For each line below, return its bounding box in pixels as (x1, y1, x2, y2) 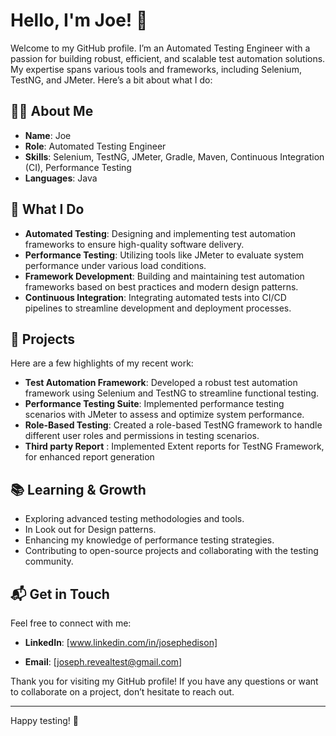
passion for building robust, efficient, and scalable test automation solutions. (10, 52, 326, 64)
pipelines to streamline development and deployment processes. (24, 302, 292, 314)
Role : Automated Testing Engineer (24, 140, 167, 152)
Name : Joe (24, 129, 72, 141)
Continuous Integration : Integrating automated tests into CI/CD (24, 291, 287, 303)
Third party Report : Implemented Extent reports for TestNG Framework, (24, 440, 325, 453)
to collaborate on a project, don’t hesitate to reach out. (10, 686, 235, 698)
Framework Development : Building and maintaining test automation (24, 270, 305, 282)
